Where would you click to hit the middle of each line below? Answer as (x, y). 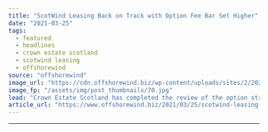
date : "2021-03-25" (41, 23)
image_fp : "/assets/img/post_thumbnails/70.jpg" (91, 90)
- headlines (35, 46)
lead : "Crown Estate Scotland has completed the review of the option (128, 98)
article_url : (30, 105)
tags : (17, 30)
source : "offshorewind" (48, 75)
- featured (33, 38)
